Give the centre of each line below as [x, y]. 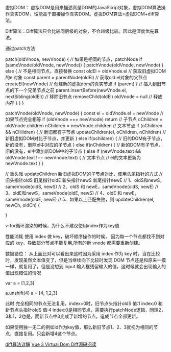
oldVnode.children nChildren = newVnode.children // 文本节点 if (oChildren [84, 126]
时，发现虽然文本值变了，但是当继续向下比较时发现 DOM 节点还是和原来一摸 [86, 260]
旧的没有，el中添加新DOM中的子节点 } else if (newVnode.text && [73, 151]
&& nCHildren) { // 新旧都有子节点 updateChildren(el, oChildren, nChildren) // [86, 132]
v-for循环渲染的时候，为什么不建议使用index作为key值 [63, 226]
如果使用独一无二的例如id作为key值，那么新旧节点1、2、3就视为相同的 [79, 327]
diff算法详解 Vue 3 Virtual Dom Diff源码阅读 [51, 344]
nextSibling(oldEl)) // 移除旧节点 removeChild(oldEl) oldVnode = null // [79, 97]
